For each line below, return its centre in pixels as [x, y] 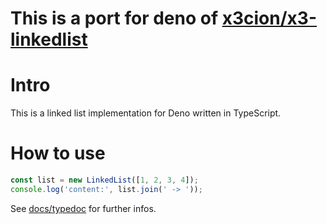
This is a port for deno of [114, 18]
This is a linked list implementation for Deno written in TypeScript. [146, 113]
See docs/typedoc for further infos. [83, 208]
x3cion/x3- [269, 18]
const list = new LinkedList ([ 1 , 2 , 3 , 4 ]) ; [104, 180]
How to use [58, 153]
